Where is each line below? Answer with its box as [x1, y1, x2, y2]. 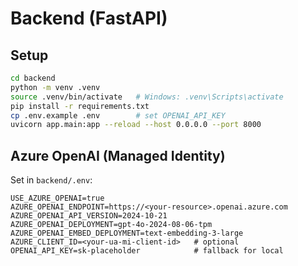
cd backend [10, 73, 56, 83]
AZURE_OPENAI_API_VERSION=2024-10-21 [10, 211, 168, 221]
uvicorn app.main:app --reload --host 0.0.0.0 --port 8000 [10, 120, 262, 130]
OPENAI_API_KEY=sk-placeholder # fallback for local [10, 246, 284, 256]
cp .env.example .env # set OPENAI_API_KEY [10, 110, 226, 121]
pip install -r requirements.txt [10, 101, 150, 111]
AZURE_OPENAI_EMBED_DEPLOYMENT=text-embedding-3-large [10, 228, 244, 239]
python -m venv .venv [10, 82, 101, 92]
